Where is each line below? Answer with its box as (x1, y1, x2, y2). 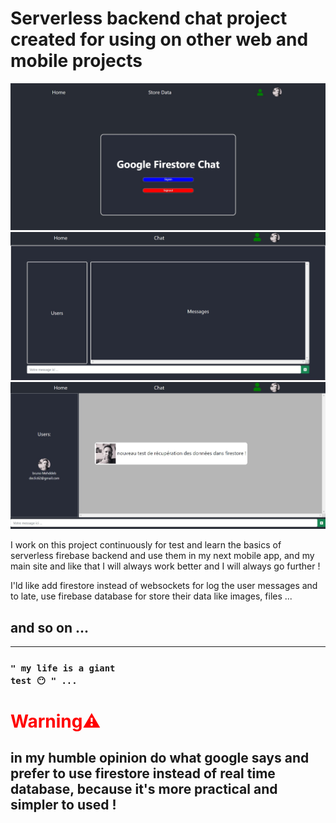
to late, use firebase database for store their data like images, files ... (10, 590, 293, 602)
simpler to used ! (10, 797, 117, 814)
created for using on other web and (10, 28, 309, 51)
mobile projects (10, 50, 143, 72)
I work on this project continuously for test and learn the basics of (10, 539, 282, 551)
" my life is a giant (10, 662, 116, 674)
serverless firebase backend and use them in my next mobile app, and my (10, 550, 315, 562)
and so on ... (10, 619, 90, 636)
